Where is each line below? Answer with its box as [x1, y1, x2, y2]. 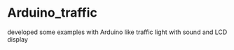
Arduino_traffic [7, 5, 98, 21]
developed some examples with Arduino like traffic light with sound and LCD [7, 28, 228, 36]
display [7, 35, 28, 43]
